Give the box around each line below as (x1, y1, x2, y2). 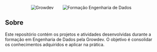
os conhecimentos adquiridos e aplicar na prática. (5, 41, 105, 47)
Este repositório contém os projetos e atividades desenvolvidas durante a (5, 31, 151, 37)
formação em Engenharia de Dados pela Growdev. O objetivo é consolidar (5, 36, 153, 42)
